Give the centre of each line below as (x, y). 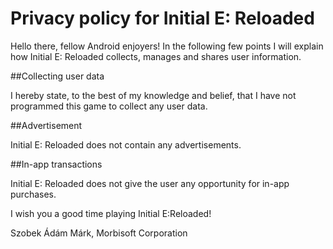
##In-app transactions (56, 164)
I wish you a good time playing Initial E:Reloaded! (111, 213)
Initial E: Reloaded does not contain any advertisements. (126, 144)
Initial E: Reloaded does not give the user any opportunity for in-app (150, 183)
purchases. (33, 194)
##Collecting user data (57, 76)
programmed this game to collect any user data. (109, 106)
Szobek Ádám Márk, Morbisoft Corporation (99, 233)
